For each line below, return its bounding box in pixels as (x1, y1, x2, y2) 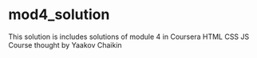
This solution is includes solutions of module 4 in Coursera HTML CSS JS (8, 32, 250, 41)
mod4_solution (8, 6, 110, 24)
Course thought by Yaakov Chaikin (8, 40, 122, 49)
